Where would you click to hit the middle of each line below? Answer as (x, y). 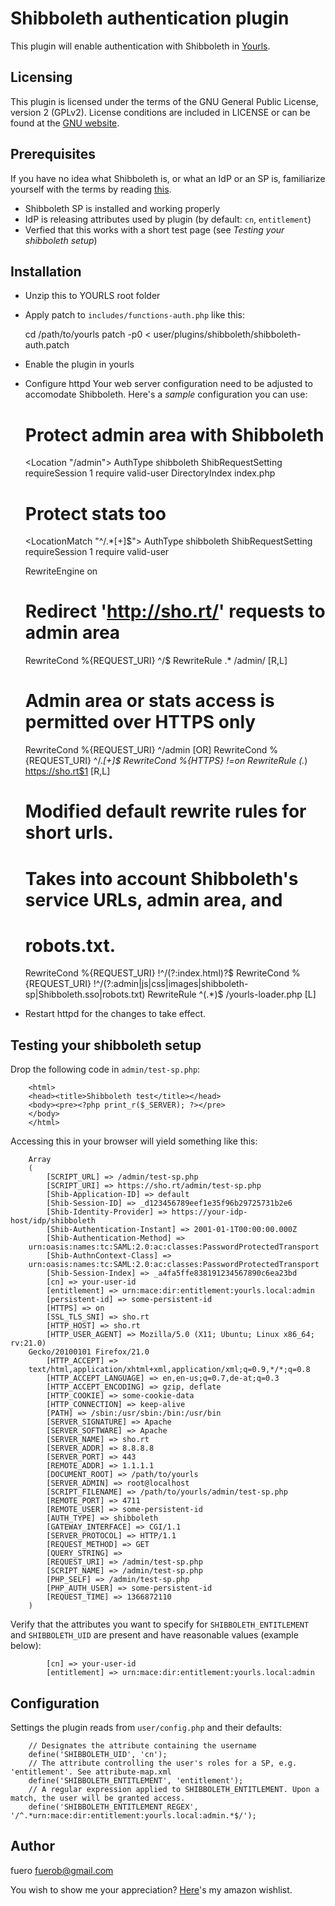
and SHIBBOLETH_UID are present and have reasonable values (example (154, 1635)
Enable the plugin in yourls (79, 364)
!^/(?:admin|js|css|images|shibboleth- (171, 984)
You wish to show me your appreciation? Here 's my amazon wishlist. (151, 1889)
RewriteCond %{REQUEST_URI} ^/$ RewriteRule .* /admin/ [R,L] (156, 661)
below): (26, 1646)
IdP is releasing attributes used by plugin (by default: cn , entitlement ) (168, 219)
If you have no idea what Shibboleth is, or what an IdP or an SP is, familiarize (168, 178)
